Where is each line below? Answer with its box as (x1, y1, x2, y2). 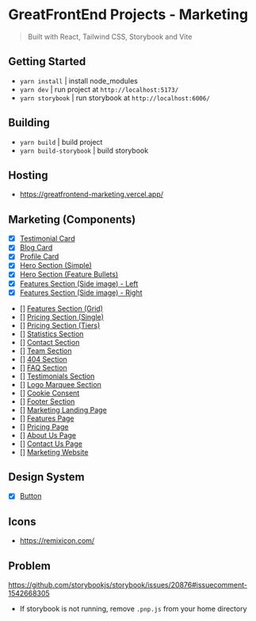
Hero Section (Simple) (19, 261, 93, 270)
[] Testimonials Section (19, 371, 95, 381)
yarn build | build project (19, 137, 103, 146)
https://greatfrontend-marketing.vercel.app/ (19, 189, 164, 200)
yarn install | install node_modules (19, 76, 139, 85)
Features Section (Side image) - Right (19, 288, 143, 297)
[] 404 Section (19, 354, 67, 363)
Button (19, 491, 42, 501)
